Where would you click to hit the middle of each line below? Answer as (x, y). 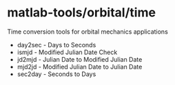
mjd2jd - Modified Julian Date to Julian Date (80, 66)
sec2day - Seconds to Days (56, 74)
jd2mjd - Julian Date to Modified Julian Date (80, 59)
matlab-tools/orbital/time (82, 13)
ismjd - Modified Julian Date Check (67, 52)
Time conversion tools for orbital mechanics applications (88, 32)
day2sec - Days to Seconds (56, 45)
